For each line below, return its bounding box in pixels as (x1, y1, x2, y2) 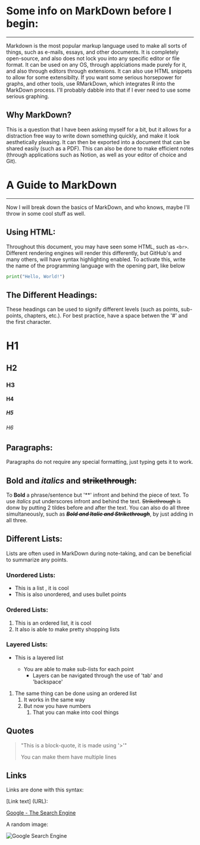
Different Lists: (6, 534, 62, 544)
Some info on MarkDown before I (6, 4, 172, 18)
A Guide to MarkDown (6, 178, 117, 192)
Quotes (6, 726, 35, 736)
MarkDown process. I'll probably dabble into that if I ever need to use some (6, 86, 191, 93)
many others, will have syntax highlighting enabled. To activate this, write (6, 255, 186, 263)
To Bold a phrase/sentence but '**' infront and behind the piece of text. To (6, 491, 189, 498)
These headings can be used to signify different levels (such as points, (6, 305, 180, 313)
